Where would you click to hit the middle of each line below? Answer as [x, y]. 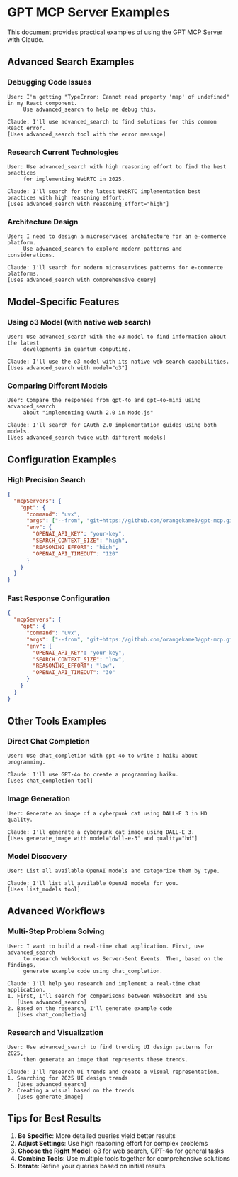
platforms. [23, 274]
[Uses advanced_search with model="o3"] [68, 368]
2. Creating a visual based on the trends [71, 1090]
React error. [27, 128]
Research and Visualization [56, 1032]
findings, [22, 965]
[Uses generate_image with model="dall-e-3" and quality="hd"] [103, 838]
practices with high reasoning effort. [66, 197]
